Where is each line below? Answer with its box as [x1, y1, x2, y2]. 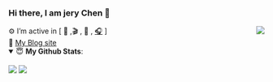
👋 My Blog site [8, 38, 57, 48]
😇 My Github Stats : [15, 46, 84, 56]
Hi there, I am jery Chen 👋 [8, 7, 110, 19]
